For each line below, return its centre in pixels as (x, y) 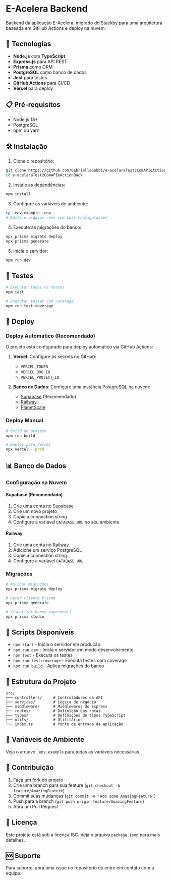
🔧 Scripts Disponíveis (40, 632)
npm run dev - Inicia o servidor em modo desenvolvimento (73, 650)
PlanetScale (33, 407)
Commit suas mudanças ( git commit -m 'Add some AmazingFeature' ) (84, 796)
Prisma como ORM (33, 67)
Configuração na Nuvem (36, 483)
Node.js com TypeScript (39, 56)
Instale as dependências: (39, 185)
